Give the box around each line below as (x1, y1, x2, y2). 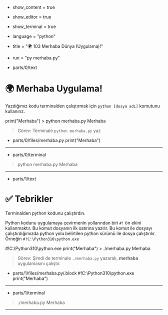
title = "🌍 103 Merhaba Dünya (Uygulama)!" (12, 43, 103, 49)
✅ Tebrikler (5, 193, 53, 204)
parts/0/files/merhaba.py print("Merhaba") (12, 137, 101, 143)
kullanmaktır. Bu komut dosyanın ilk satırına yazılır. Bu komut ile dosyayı (5, 225, 152, 231)
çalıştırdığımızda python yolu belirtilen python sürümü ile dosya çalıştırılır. (5, 230, 156, 236)
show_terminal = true (12, 23, 56, 29)
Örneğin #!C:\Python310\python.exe (5, 235, 79, 241)
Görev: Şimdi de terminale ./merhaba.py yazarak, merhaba (17, 255, 138, 261)
